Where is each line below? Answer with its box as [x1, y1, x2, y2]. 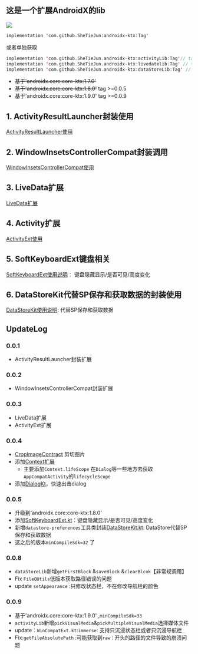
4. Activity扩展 [6, 219, 61, 229]
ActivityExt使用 [6, 235, 43, 242]
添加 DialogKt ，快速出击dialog [14, 480, 87, 487]
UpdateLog [6, 323, 48, 334]
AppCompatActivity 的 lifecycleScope [23, 473, 111, 480]
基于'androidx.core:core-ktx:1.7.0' [14, 78, 96, 85]
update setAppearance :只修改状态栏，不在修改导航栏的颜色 [14, 583, 159, 590]
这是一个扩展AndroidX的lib [6, 5, 105, 16]
